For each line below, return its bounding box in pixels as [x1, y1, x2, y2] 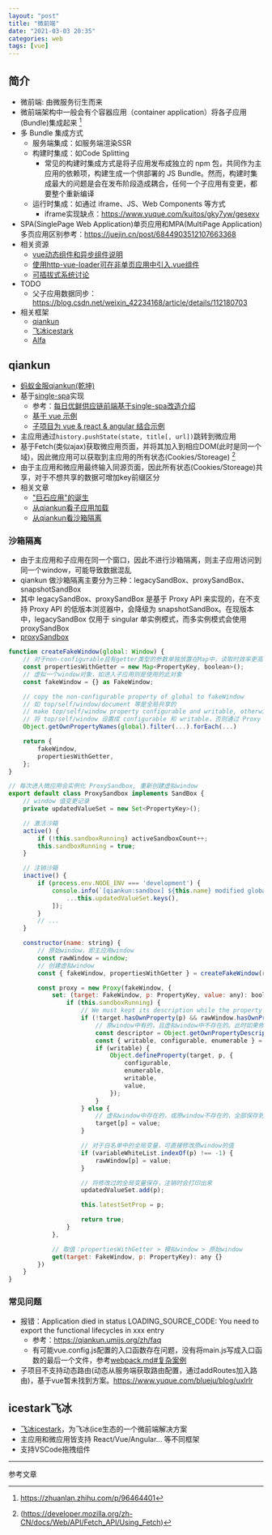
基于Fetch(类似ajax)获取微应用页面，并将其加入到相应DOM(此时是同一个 [19, 442, 261, 451]
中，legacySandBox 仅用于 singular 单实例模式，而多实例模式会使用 [19, 614, 247, 624]
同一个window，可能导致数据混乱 [19, 565, 132, 575]
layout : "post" [8, 11, 60, 20]
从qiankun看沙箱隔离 [32, 513, 102, 523]
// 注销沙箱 [23, 864, 58, 872]
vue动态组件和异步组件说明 [32, 249, 123, 259]
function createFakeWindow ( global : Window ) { [8, 648, 164, 656]
